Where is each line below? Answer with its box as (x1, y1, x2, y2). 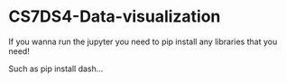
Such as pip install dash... (8, 63, 104, 74)
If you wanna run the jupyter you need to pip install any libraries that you (8, 36, 278, 47)
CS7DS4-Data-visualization (8, 6, 221, 27)
